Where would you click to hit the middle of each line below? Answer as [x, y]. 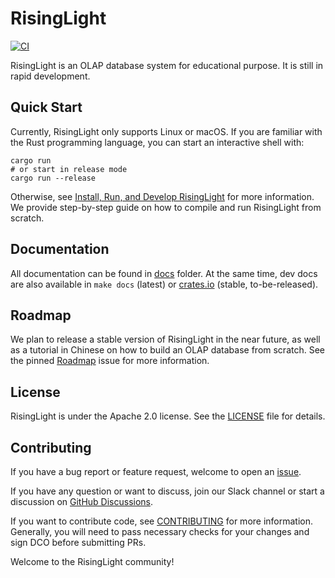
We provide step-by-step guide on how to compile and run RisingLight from [166, 207]
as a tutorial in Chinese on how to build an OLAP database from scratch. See [167, 350]
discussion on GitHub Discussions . [82, 501]
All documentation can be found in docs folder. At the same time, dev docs [164, 273]
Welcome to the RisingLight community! [92, 561]
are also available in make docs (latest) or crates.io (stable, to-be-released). [164, 284]
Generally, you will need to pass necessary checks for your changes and [160, 531]
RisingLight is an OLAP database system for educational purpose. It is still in [167, 65]
